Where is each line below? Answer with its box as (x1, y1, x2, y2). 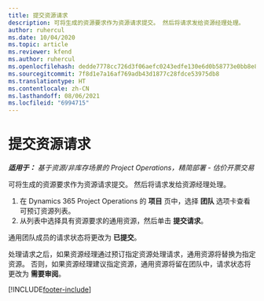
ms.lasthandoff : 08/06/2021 (8, 92, 101, 100)
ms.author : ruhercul (8, 56, 76, 64)
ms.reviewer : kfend (8, 48, 72, 56)
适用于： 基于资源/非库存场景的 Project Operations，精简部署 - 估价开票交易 (8, 163, 255, 173)
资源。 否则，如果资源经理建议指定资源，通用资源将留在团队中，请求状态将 (8, 259, 251, 269)
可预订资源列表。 (19, 206, 75, 216)
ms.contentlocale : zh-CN (8, 84, 90, 93)
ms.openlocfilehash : (8, 63, 76, 71)
